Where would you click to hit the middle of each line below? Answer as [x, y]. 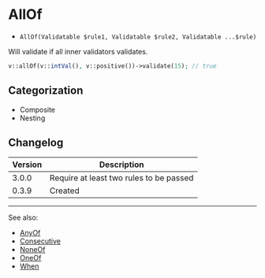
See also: [23, 217]
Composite [37, 109]
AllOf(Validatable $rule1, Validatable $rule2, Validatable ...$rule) [138, 37]
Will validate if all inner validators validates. [78, 51]
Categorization [46, 91]
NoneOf [32, 250]
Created [65, 191]
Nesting [32, 118]
